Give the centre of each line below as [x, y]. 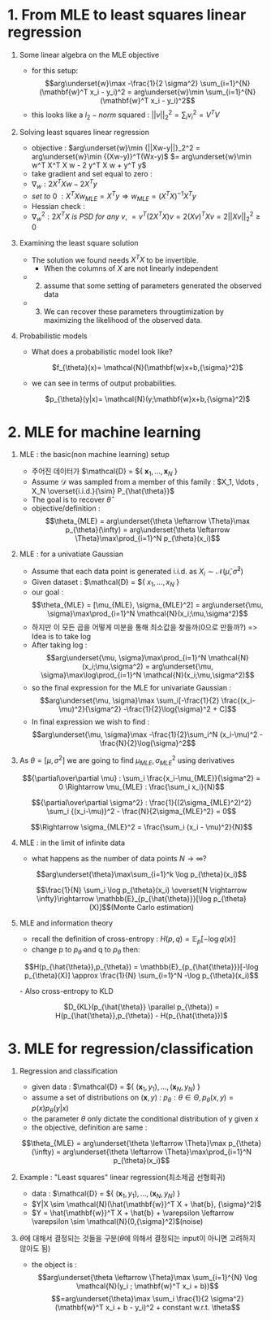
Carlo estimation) [166, 907]
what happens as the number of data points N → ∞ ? [119, 858]
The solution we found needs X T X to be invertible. [115, 259]
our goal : [47, 592]
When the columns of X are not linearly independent [131, 268]
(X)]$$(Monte [112, 907]
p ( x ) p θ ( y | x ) [50, 1109]
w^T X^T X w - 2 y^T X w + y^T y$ [89, 165]
